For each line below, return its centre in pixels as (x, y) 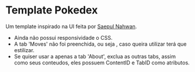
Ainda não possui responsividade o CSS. (63, 37)
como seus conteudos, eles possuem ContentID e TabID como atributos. (102, 63)
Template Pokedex (52, 10)
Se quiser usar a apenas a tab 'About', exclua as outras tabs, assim (95, 56)
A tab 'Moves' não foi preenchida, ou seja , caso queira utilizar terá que (100, 44)
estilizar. (24, 50)
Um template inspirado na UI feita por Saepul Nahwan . (71, 26)
